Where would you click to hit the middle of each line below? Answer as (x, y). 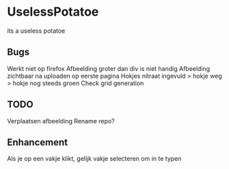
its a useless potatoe (36, 31)
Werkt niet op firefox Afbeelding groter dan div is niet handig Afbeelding (109, 68)
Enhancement (38, 142)
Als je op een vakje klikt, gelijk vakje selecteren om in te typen (94, 159)
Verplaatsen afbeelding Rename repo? (61, 121)
